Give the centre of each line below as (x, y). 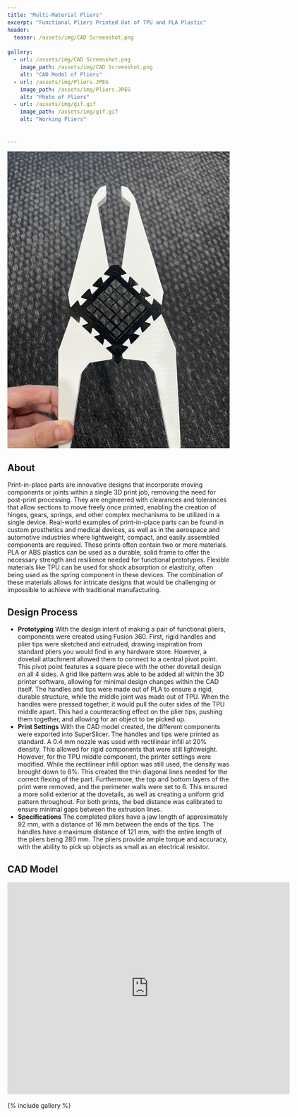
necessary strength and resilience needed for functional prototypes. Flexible (119, 560)
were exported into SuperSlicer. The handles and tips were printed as (118, 734)
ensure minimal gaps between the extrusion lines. (90, 810)
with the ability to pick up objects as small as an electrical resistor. (114, 847)
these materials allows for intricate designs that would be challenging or (112, 582)
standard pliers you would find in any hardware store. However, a (112, 652)
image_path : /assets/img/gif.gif (69, 112)
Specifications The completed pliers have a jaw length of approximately (122, 817)
